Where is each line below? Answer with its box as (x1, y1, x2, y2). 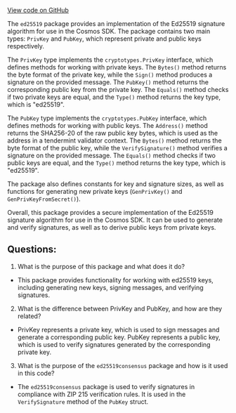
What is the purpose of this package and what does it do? (17, 262, 185, 270)
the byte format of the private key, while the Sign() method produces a (7, 70, 213, 79)
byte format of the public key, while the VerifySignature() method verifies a (7, 144, 228, 152)
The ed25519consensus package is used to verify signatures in (17, 382, 195, 391)
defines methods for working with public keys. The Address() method (7, 122, 209, 129)
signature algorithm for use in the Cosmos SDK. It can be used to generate (7, 216, 223, 224)
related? (17, 312, 41, 320)
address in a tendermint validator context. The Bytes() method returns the (7, 136, 223, 145)
